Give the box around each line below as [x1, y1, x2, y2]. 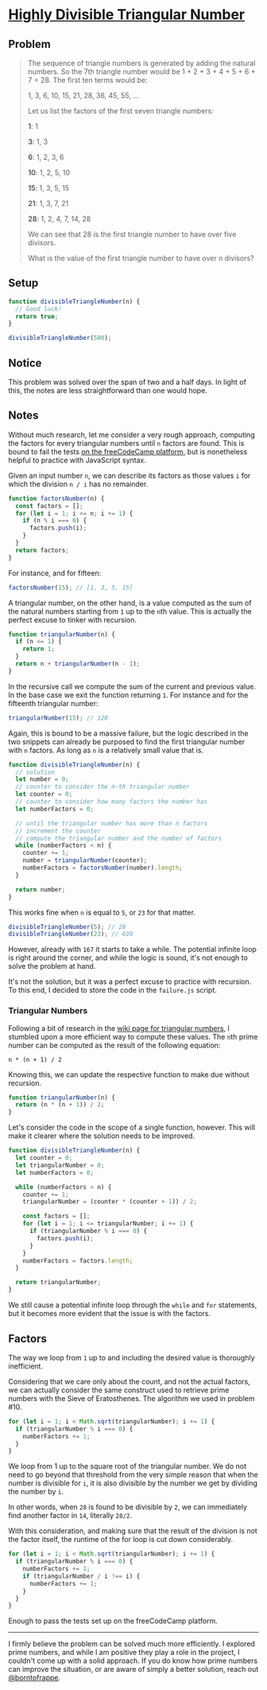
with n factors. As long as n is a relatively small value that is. [8, 745, 204, 755]
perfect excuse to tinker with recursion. [8, 615, 137, 624]
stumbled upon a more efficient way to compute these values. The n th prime [8, 1032, 258, 1041]
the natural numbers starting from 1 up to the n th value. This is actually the [8, 607, 252, 616]
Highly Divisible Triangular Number [8, 6, 245, 24]
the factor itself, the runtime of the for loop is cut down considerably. [8, 1535, 234, 1544]
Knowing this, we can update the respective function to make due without [8, 1069, 250, 1079]
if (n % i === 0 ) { [22, 517, 87, 525]
